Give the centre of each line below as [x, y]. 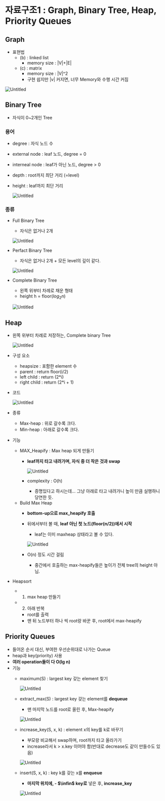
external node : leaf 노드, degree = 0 [49, 154]
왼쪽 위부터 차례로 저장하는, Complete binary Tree [61, 335]
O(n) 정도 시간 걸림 [46, 555]
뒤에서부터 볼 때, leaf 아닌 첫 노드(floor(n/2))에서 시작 [80, 524]
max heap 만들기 [44, 597]
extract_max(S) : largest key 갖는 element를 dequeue [74, 699]
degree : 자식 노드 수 [33, 144]
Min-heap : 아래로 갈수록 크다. [49, 430]
